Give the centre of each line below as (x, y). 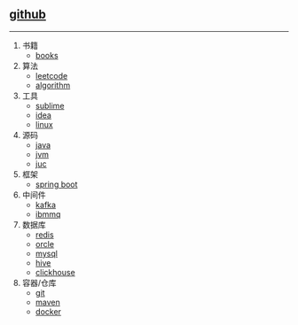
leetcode (51, 75)
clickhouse (55, 272)
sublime (50, 105)
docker (48, 311)
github (28, 15)
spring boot (56, 184)
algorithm (53, 85)
